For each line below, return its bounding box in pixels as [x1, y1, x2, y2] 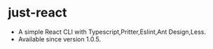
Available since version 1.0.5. [18, 35, 102, 43]
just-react [8, 5, 67, 21]
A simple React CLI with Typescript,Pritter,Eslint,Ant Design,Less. [18, 28, 206, 36]
